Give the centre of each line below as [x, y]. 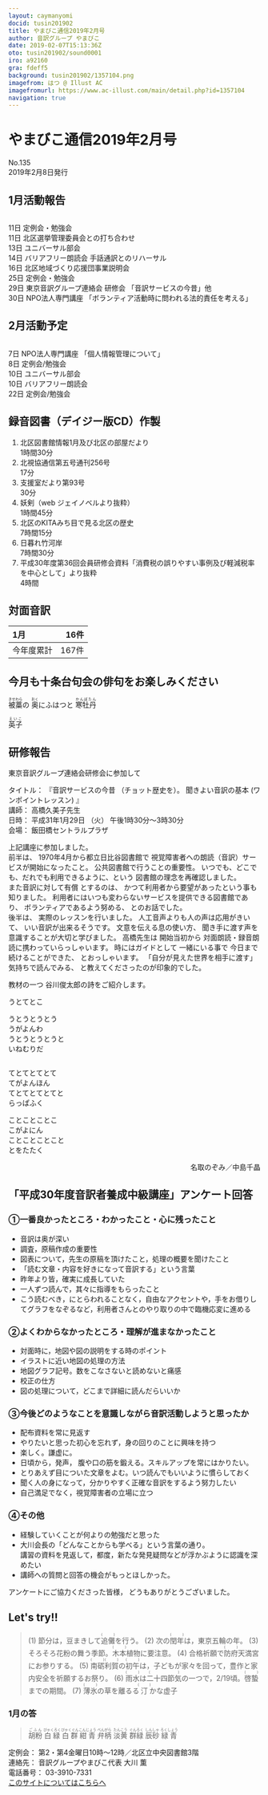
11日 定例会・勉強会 [40, 228]
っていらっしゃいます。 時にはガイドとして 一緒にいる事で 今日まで [147, 948]
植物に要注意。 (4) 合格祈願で [175, 1653]
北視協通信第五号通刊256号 [65, 462]
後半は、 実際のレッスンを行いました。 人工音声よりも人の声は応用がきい [129, 918]
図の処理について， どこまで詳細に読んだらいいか [100, 1391]
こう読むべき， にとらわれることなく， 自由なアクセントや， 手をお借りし [138, 1299]
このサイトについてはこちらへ [57, 1782]
